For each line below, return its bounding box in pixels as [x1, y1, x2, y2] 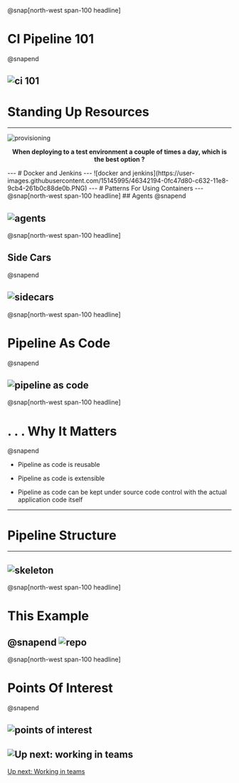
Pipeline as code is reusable [17, 461, 100, 469]
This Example [7, 608, 89, 624]
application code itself [17, 495, 83, 504]
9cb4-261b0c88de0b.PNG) [7, 184, 87, 193]
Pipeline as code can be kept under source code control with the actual [17, 488, 228, 497]
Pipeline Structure [7, 527, 117, 543]
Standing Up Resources [7, 103, 149, 120]
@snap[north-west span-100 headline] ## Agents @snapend [7, 191, 186, 200]
